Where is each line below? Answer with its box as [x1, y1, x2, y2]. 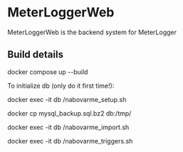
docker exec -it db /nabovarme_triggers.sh [7, 136, 133, 145]
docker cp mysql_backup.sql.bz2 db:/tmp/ [7, 108, 132, 118]
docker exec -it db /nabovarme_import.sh [7, 123, 130, 131]
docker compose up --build [7, 67, 88, 76]
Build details [7, 49, 64, 61]
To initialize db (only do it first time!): [7, 81, 115, 90]
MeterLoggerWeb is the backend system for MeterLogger [7, 28, 177, 36]
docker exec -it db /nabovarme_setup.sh [7, 95, 127, 103]
